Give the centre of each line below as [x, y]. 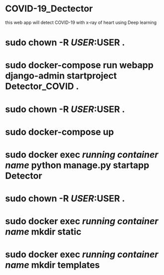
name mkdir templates [53, 265]
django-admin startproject [61, 76]
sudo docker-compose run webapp [80, 65]
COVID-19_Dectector [49, 9]
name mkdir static [43, 232]
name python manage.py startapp [77, 165]
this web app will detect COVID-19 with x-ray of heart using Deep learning [81, 22]
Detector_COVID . [42, 86]
